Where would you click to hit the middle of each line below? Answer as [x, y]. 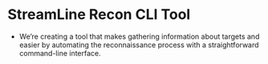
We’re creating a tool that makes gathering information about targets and [139, 36]
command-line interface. [60, 53]
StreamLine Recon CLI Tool [99, 15]
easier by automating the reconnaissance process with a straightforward [139, 44]
